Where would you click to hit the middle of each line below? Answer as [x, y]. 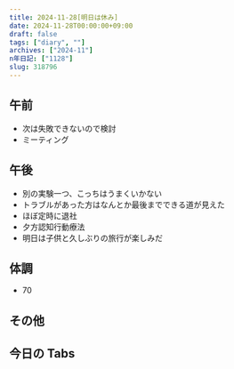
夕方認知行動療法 [53, 227]
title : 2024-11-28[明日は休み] [64, 17]
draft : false [33, 34]
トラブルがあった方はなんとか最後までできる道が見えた [123, 205]
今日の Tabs [42, 353]
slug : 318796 [33, 68]
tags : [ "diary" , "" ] [48, 42]
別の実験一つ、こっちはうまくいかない [92, 193]
